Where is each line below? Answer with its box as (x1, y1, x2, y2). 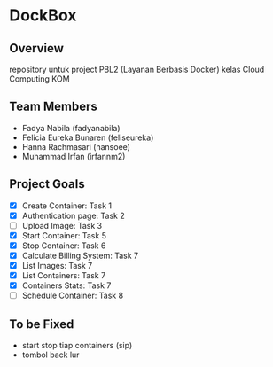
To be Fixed (9, 316, 74, 332)
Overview (9, 41, 65, 56)
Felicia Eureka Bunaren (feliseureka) (21, 132, 154, 143)
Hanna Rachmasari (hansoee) (21, 141, 131, 152)
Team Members (9, 99, 97, 114)
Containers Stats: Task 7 (21, 280, 112, 291)
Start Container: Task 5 (21, 230, 106, 240)
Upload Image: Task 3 (21, 220, 103, 230)
